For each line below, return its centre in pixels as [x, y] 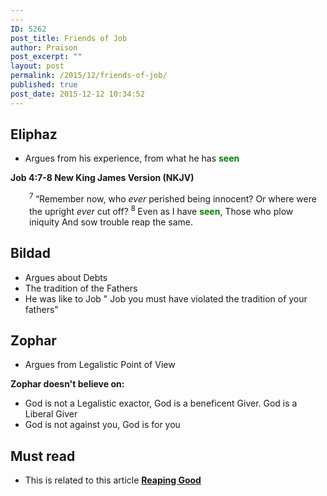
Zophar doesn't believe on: [67, 384]
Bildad [30, 253]
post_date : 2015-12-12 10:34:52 [77, 94]
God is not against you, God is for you [102, 425]
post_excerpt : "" [46, 57]
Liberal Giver [51, 414]
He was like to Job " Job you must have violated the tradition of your [166, 298]
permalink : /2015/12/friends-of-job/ [89, 76]
